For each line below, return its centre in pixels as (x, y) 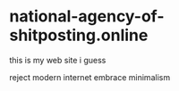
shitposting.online (79, 35)
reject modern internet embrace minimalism (90, 77)
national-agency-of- (87, 17)
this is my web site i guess (58, 60)
